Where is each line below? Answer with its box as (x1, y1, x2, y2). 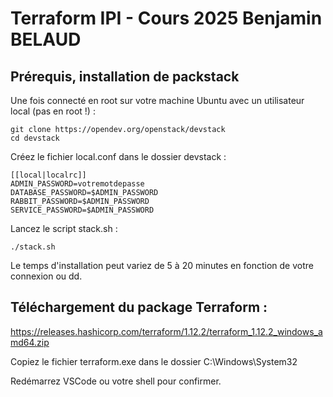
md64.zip (10, 336, 50, 348)
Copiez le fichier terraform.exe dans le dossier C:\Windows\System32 (10, 355, 298, 367)
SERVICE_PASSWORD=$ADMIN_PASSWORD (10, 205, 155, 215)
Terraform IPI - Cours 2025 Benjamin (10, 7, 323, 30)
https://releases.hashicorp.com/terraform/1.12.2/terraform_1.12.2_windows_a (10, 325, 323, 337)
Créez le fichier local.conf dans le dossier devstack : (10, 151, 227, 162)
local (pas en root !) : (10, 105, 96, 117)
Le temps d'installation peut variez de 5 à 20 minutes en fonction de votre (10, 260, 314, 271)
